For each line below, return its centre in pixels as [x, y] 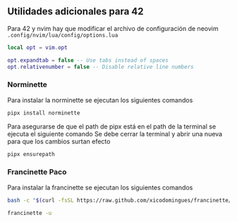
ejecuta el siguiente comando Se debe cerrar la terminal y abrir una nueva [115, 133]
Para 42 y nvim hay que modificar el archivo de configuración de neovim [113, 28]
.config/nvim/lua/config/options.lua [63, 35]
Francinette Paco [37, 172]
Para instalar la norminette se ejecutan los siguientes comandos [100, 100]
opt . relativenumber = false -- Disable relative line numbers [101, 67]
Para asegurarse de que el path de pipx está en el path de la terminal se [112, 126]
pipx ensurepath [31, 154]
